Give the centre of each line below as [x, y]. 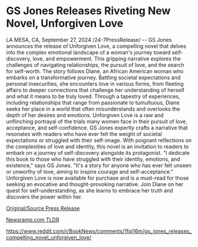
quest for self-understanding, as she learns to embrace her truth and [90, 190]
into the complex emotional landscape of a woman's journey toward [88, 52]
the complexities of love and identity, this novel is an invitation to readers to [98, 147]
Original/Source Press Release [43, 208]
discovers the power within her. [44, 197]
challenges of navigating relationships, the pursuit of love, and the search [95, 65]
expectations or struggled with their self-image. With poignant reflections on [99, 140]
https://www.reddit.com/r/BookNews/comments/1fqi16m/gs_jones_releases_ [99, 231]
